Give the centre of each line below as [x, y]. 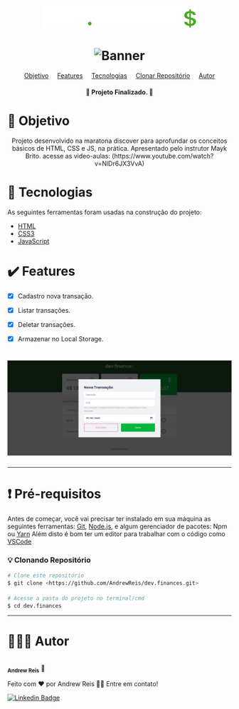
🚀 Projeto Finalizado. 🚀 [119, 92]
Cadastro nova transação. [55, 296]
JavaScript [33, 241]
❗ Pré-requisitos [54, 494]
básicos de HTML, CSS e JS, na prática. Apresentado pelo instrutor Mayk [119, 148]
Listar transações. [44, 310]
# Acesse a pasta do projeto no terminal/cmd [76, 598]
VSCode [20, 541]
